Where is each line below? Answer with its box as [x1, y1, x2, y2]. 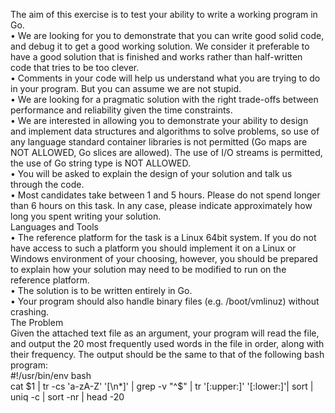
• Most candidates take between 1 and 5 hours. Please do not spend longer [10, 189, 321, 201]
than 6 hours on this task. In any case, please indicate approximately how [10, 200, 313, 211]
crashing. [10, 306, 50, 318]
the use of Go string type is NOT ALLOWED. [10, 157, 192, 169]
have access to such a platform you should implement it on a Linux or [10, 242, 297, 254]
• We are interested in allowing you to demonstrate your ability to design [10, 115, 309, 126]
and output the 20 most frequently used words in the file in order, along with [10, 338, 325, 349]
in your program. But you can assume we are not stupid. [10, 83, 242, 94]
